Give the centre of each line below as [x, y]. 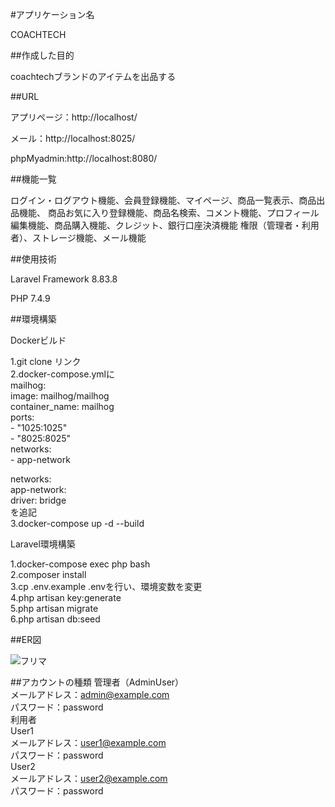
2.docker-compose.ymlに [62, 374]
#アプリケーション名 [52, 14]
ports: [22, 417]
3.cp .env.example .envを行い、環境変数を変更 [106, 586]
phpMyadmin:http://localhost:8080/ [84, 158]
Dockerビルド [38, 340]
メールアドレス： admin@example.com [90, 694]
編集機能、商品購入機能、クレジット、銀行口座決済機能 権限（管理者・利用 [165, 225]
